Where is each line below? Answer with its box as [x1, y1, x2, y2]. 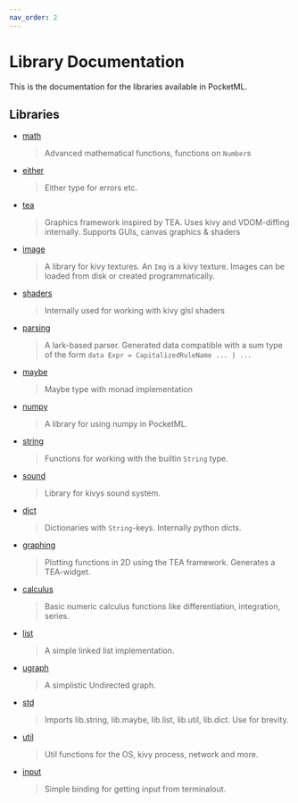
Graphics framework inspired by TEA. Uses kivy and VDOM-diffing [44, 217, 290, 228]
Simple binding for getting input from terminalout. [44, 783, 227, 795]
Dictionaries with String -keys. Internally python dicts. [44, 523, 242, 533]
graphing [21, 540, 56, 550]
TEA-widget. [44, 566, 91, 577]
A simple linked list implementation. [44, 645, 175, 657]
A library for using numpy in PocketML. [44, 419, 188, 430]
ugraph [21, 663, 49, 673]
